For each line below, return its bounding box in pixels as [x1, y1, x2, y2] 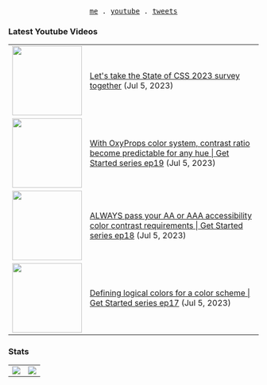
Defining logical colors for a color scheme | [90, 287, 250, 298]
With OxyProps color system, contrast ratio [90, 138, 250, 149]
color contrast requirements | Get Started [90, 220, 244, 231]
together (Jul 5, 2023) [90, 80, 173, 91]
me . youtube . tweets [89, 7, 178, 15]
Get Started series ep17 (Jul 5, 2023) [90, 298, 231, 309]
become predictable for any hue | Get [90, 148, 230, 159]
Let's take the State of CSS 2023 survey [90, 71, 241, 82]
